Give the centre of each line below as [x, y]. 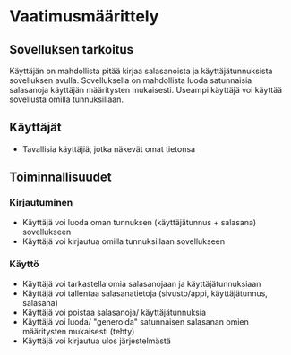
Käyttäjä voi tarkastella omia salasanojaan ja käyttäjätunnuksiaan [141, 283]
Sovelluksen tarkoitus [72, 50]
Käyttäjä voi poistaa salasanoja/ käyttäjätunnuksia [114, 312]
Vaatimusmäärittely [84, 17]
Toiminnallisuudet [60, 177]
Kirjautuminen [41, 203]
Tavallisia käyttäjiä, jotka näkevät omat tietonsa [108, 148]
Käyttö [24, 264]
